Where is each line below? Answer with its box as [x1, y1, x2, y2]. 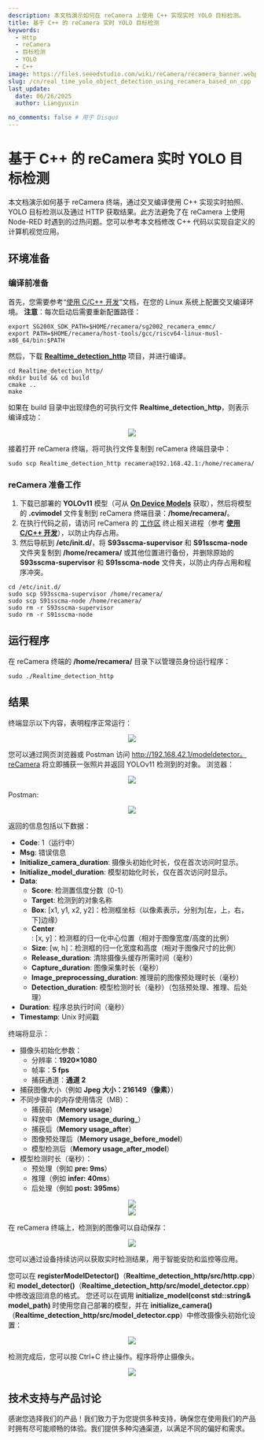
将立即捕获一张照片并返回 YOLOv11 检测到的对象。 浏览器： [42, 759, 234, 769]
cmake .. [8, 380, 37, 388]
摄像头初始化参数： [19, 1045, 82, 1055]
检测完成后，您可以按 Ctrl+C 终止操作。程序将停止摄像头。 [8, 1352, 199, 1361]
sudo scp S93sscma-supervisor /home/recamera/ [8, 590, 163, 598]
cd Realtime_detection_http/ [8, 367, 104, 375]
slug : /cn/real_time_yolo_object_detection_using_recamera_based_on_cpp [8, 77, 251, 85]
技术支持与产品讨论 [8, 1391, 101, 1405]
